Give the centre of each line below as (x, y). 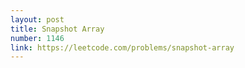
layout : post (37, 19)
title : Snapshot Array (57, 29)
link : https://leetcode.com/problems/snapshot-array (122, 47)
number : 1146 (37, 38)
